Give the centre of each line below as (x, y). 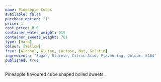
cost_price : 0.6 (22, 28)
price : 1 (14, 23)
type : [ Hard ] (19, 42)
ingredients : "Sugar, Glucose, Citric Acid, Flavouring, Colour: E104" (81, 56)
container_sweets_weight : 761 (37, 38)
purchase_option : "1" (28, 19)
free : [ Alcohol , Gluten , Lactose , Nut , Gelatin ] (56, 51)
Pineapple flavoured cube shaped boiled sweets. (55, 74)
